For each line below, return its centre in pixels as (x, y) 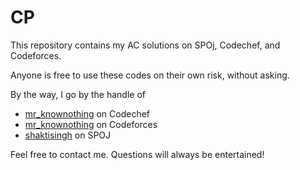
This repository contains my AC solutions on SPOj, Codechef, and (145, 45)
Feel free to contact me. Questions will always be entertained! (137, 154)
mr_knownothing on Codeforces (91, 124)
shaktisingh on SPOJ (68, 135)
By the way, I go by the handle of (78, 94)
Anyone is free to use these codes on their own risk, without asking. (150, 75)
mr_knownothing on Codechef (87, 113)
